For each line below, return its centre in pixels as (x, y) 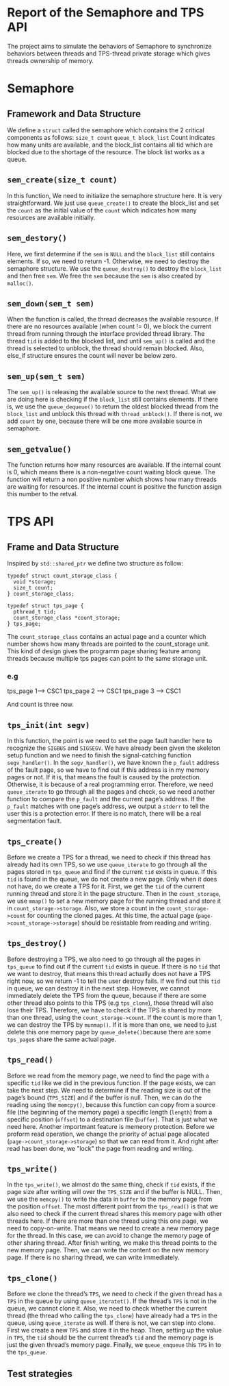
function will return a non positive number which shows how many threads (112, 479)
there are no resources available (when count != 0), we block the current (109, 326)
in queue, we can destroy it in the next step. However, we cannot (98, 988)
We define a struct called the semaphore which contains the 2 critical (106, 130)
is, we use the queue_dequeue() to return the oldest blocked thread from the (113, 406)
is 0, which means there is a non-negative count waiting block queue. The (111, 472)
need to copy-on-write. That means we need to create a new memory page (113, 1228)
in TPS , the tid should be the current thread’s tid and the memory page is (110, 1337)
